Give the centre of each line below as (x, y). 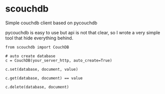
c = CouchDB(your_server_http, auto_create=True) (59, 60)
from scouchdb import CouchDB (37, 47)
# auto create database (30, 56)
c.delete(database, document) (37, 87)
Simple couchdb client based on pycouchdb (51, 23)
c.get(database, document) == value (44, 78)
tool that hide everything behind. (39, 38)
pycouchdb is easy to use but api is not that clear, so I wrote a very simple (83, 32)
